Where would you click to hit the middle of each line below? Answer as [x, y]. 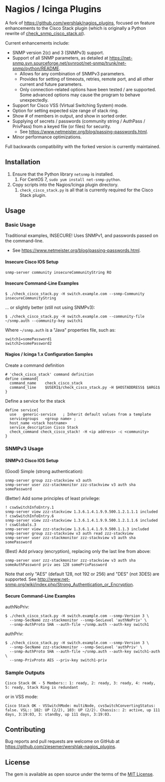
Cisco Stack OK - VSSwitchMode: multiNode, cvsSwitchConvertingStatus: [80, 706]
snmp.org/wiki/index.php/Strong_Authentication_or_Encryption [69, 585]
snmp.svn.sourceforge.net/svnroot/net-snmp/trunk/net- [69, 63]
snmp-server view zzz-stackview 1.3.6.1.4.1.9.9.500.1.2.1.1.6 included [82, 521]
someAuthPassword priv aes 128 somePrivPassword [56, 565]
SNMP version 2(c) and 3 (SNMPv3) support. [58, 53]
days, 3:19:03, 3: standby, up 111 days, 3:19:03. [58, 714]
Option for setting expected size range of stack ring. [65, 111]
